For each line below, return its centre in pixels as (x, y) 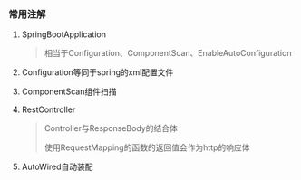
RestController (49, 109)
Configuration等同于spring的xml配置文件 (97, 72)
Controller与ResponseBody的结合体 (111, 128)
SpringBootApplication (63, 34)
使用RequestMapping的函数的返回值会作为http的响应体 (147, 147)
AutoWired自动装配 (57, 167)
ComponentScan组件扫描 (69, 91)
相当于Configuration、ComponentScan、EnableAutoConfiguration (168, 53)
